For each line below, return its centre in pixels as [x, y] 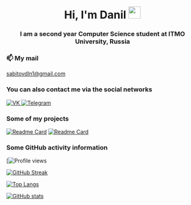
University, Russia [103, 41]
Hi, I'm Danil [95, 15]
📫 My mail [22, 58]
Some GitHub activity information [57, 147]
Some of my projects [38, 119]
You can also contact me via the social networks [79, 89]
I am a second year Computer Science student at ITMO [103, 34]
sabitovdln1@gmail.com [36, 74]
